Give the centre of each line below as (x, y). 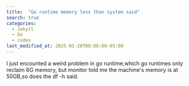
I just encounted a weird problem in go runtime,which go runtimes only (95, 63)
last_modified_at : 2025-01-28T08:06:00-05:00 (65, 46)
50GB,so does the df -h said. (43, 76)
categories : (21, 23)
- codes (22, 40)
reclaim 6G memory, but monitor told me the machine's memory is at (92, 70)
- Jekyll (23, 29)
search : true (23, 18)
